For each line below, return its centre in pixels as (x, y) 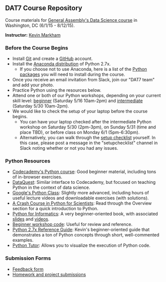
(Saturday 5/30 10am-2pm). (41, 106)
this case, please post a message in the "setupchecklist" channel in (88, 143)
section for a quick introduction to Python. (55, 209)
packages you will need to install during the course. (72, 74)
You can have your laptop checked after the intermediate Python (86, 122)
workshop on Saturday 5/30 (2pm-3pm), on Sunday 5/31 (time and (88, 127)
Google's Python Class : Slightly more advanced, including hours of (81, 193)
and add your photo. (33, 85)
